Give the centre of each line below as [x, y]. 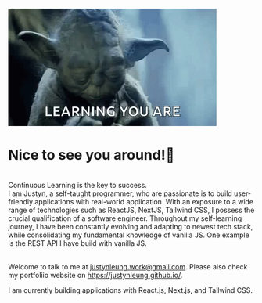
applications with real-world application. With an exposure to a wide [144, 201]
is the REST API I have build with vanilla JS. [77, 243]
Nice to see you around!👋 [92, 155]
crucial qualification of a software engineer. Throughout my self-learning [125, 218]
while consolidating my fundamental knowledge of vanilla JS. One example [129, 235]
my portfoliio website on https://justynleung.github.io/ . [95, 275]
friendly [21, 201]
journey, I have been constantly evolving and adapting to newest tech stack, [131, 226]
